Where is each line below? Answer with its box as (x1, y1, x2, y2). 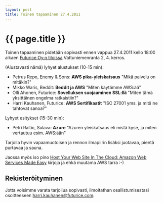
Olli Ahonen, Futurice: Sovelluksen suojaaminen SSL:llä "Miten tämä (12, 90, 153, 96)
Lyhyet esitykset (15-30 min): (5, 115, 64, 121)
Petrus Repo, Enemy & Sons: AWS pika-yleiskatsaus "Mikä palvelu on (12, 74, 156, 80)
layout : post (5, 7, 32, 12)
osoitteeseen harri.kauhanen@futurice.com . (5, 193, 95, 199)
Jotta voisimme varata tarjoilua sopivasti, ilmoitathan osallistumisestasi (5, 187, 149, 193)
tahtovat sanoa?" (12, 105, 47, 111)
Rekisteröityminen (5, 174, 63, 182)
